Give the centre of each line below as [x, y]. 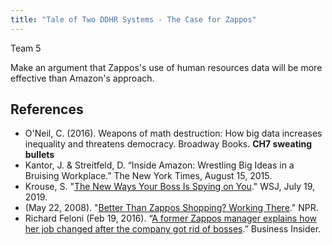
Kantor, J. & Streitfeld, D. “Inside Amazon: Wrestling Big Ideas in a [159, 165]
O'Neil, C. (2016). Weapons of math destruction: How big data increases [173, 133]
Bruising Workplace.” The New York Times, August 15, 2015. [148, 176]
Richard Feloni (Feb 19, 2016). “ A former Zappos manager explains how [171, 218]
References [47, 109]
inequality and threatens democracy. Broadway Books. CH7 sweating [168, 144]
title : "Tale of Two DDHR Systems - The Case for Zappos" [133, 19]
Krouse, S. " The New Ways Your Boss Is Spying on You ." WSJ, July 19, [170, 187]
